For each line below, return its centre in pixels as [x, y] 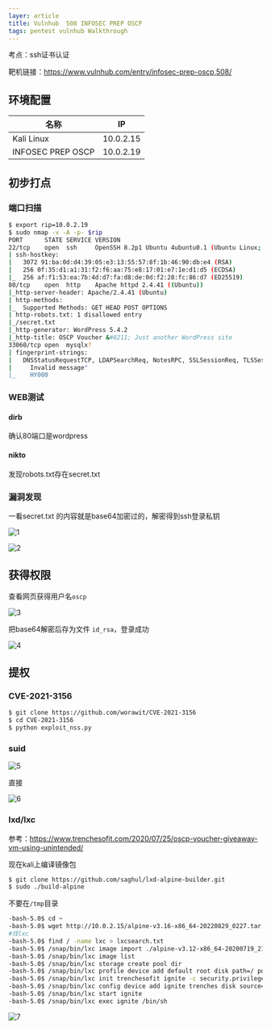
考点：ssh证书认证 [39, 55]
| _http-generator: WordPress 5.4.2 [68, 330]
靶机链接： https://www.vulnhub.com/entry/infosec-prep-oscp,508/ [120, 72]
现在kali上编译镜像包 [42, 864]
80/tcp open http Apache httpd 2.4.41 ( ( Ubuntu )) [106, 285]
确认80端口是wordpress [48, 436]
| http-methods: [35, 300]
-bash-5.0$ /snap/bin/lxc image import [75, 949]
